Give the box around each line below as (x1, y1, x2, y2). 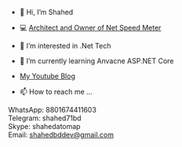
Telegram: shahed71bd (8, 113, 82, 123)
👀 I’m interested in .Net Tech (19, 41, 111, 50)
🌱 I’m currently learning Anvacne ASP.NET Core (19, 56, 174, 66)
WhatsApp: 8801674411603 (8, 106, 96, 114)
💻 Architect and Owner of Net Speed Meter (19, 23, 162, 32)
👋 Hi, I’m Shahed (19, 8, 74, 16)
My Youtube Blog (19, 71, 76, 81)
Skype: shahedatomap (8, 122, 81, 131)
